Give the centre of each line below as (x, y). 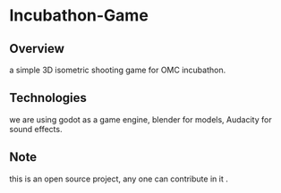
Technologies (48, 98)
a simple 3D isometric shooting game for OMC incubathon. (118, 70)
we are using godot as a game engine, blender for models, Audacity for (140, 119)
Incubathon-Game (79, 16)
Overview (37, 49)
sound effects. (36, 129)
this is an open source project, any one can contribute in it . (119, 179)
